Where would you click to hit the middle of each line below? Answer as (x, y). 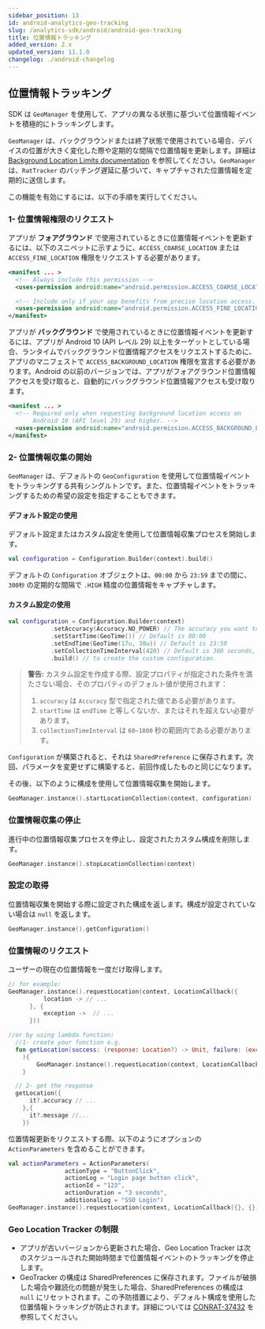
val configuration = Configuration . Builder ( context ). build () (111, 559)
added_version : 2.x (40, 45)
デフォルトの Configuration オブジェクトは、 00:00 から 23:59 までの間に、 (129, 575)
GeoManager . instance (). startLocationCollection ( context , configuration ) (130, 799)
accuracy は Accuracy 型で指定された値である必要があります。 (139, 701)
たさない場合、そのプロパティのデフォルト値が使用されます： (127, 684)
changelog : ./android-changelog (61, 60)
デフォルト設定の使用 (43, 515)
